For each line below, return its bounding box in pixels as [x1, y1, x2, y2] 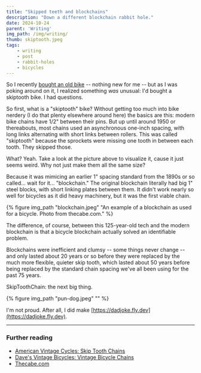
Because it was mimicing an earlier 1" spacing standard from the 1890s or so [6, 173, 195, 181]
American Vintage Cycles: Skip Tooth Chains [14, 347, 126, 354]
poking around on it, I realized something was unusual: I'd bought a [6, 88, 172, 95]
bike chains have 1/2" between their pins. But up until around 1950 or [6, 118, 176, 125]
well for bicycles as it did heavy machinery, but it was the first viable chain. [6, 192, 191, 200]
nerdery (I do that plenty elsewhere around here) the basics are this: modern [6, 112, 195, 119]
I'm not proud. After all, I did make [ [6, 306, 93, 314]
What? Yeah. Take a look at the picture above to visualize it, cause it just [6, 155, 184, 163]
